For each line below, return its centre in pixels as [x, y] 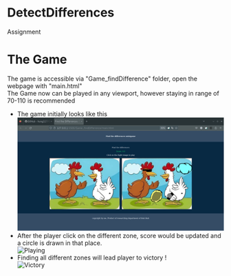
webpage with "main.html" [45, 86]
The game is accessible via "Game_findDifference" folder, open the [102, 78]
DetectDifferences [61, 13]
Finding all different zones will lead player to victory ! [92, 257]
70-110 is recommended [41, 100]
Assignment [24, 32]
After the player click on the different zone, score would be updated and [119, 235]
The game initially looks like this [62, 114]
